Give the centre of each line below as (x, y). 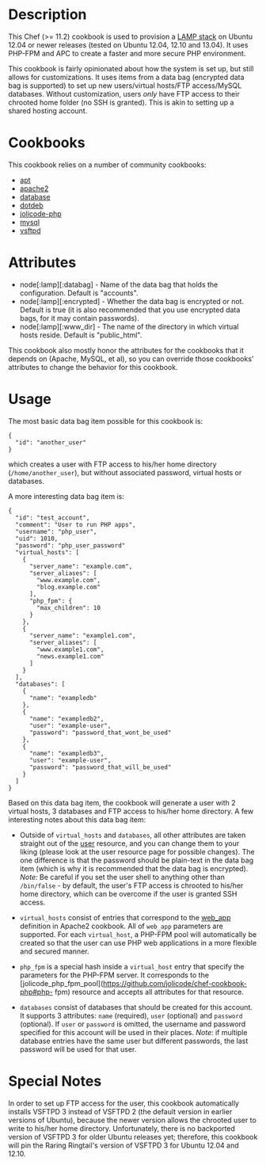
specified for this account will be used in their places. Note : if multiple (133, 1032)
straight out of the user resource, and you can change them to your (129, 843)
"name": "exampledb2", (66, 718)
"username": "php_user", (56, 531)
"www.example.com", (69, 580)
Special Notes (55, 1081)
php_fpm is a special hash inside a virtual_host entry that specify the (132, 966)
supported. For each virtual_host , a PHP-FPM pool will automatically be (138, 934)
